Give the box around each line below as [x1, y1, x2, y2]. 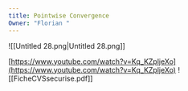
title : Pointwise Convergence [8, 11, 110, 20]
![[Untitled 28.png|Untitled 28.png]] [8, 41, 126, 50]
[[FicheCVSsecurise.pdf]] [8, 73, 93, 83]
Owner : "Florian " [8, 19, 70, 27]
